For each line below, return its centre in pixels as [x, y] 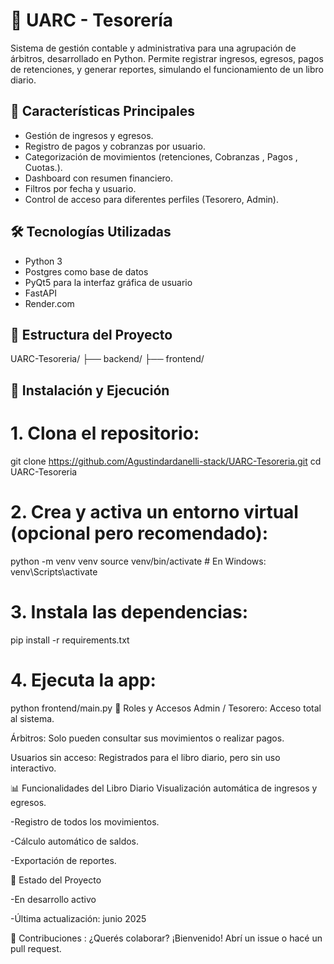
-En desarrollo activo [53, 899]
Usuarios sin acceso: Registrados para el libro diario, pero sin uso [145, 757]
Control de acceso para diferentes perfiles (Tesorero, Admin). [151, 199]
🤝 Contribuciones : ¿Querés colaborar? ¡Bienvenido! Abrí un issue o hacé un [166, 938]
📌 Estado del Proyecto [56, 880]
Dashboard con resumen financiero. [99, 178]
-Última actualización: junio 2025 [78, 918]
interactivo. [33, 768]
